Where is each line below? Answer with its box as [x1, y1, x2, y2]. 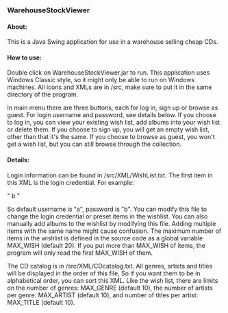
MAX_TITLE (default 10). [7, 298, 75, 306]
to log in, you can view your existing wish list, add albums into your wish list [7, 118, 220, 127]
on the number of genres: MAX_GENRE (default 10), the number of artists [7, 284, 214, 292]
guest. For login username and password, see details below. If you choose [7, 111, 217, 119]
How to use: [7, 53, 42, 62]
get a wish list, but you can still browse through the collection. [7, 140, 182, 149]
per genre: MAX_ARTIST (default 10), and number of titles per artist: [7, 290, 199, 299]
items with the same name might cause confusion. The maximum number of [7, 227, 222, 235]
